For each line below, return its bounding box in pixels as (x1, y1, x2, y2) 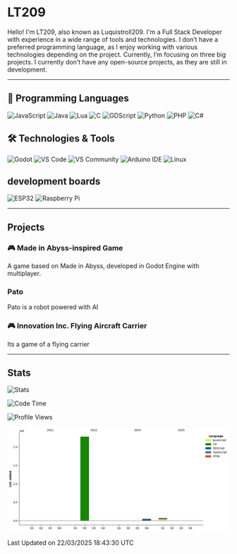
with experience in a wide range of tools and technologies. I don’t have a (7, 35, 219, 43)
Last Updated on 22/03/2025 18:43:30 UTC (7, 538, 134, 547)
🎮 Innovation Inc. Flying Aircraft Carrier (7, 321, 147, 331)
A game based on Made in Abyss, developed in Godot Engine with (7, 262, 200, 270)
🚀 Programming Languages (7, 93, 129, 105)
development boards (7, 175, 101, 187)
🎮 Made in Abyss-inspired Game (7, 243, 123, 253)
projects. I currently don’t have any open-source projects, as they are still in (7, 57, 227, 66)
